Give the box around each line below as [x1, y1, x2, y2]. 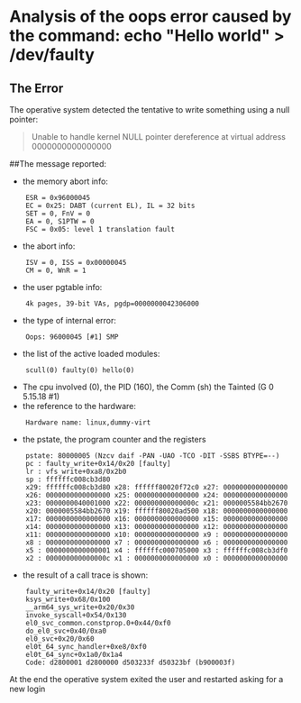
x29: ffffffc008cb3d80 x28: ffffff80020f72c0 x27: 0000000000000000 [25, 483, 288, 492]
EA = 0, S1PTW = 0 [25, 217, 95, 226]
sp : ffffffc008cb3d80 [25, 475, 111, 484]
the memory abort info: [22, 176, 108, 187]
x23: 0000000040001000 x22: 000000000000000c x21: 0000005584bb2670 [25, 498, 288, 507]
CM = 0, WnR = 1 [25, 266, 87, 275]
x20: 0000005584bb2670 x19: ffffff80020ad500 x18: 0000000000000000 [25, 507, 288, 516]
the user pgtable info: [22, 282, 103, 292]
